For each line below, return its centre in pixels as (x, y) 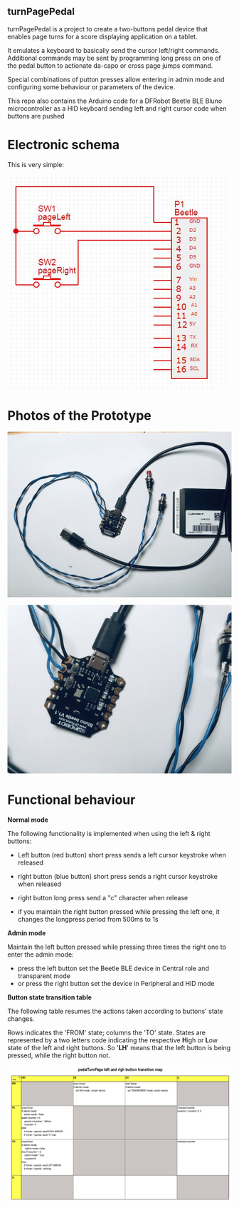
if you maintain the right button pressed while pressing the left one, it (119, 911)
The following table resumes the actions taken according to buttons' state (115, 1011)
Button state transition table (50, 997)
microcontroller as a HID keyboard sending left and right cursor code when (117, 108)
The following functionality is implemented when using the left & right (109, 833)
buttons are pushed (36, 116)
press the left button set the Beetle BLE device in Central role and (113, 968)
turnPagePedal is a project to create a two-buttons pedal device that (108, 29)
